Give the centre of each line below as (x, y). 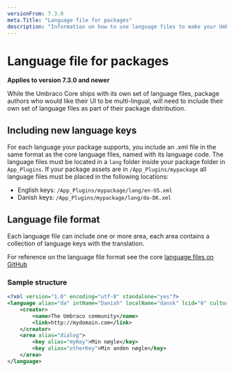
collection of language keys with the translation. (76, 243)
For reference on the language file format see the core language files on (111, 257)
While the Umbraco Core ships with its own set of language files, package (113, 94)
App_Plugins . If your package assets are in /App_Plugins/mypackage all (107, 169)
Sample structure (37, 282)
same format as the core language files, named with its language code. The (116, 154)
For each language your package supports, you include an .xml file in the (112, 147)
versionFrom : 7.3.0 (36, 14)
